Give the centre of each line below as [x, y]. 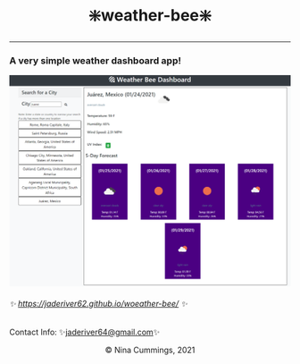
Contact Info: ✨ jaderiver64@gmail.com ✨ [85, 332]
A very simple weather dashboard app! [95, 60]
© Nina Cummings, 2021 [150, 350]
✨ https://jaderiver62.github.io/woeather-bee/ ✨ [98, 304]
